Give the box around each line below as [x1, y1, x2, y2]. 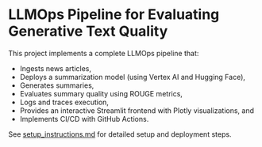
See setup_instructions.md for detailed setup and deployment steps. [8, 129, 232, 139]
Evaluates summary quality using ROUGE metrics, [19, 89, 183, 98]
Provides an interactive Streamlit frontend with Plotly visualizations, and [19, 105, 255, 115]
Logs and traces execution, [19, 97, 110, 107]
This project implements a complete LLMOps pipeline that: [8, 48, 199, 58]
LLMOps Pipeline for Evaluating [8, 6, 220, 24]
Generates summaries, [19, 81, 94, 90]
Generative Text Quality [8, 22, 168, 40]
